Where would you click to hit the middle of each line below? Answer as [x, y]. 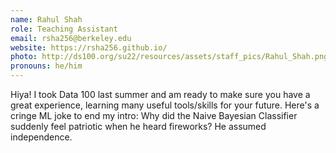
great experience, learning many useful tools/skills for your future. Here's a [165, 105]
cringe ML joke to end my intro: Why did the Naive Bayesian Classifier [154, 115]
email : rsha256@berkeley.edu [71, 38]
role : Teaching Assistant [64, 29]
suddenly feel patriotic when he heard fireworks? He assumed [138, 126]
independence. [41, 137]
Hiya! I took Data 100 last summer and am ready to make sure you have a [160, 94]
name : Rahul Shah [46, 19]
